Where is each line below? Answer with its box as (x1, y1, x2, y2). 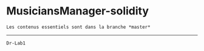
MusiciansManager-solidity (6, 4, 149, 18)
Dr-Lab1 (6, 40, 26, 46)
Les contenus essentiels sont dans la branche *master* (6, 24, 151, 30)
